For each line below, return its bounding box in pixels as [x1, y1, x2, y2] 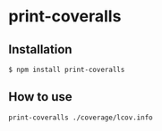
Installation [8, 42, 72, 57]
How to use [8, 89, 72, 104]
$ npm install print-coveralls [8, 65, 125, 74]
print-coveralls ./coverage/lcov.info [8, 113, 153, 122]
